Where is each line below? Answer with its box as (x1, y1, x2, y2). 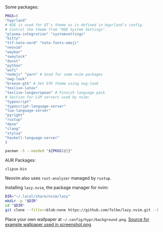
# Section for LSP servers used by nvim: (5, 95, 90, 99)
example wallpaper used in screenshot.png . (5, 221, 93, 227)
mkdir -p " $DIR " (5, 199, 38, 203)
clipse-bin (5, 167, 27, 172)
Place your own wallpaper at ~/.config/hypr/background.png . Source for (5, 216, 149, 222)
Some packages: (5, 4, 39, 10)
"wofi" (5, 67, 18, 72)
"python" (5, 63, 23, 68)
